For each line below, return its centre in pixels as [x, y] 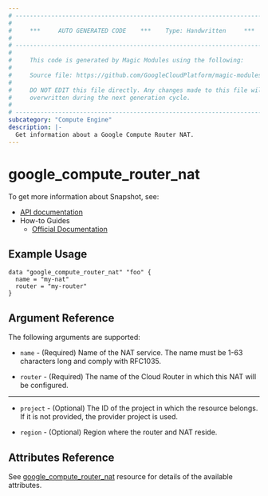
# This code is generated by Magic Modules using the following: [126, 61]
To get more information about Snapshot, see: [84, 196]
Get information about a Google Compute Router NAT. [105, 134]
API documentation [51, 212]
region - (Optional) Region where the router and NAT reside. [118, 432]
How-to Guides [45, 220]
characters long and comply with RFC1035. [91, 362]
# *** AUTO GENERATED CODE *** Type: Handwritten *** [132, 30]
